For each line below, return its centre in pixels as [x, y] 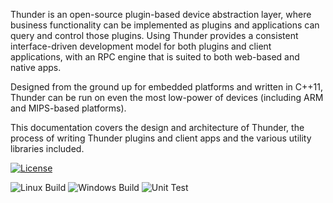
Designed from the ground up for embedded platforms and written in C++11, [166, 87]
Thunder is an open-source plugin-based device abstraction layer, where [161, 14]
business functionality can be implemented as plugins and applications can [165, 25]
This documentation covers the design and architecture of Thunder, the [157, 127]
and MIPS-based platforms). [68, 108]
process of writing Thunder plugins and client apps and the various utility [161, 138]
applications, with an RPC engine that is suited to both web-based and [155, 57]
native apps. [36, 67]
